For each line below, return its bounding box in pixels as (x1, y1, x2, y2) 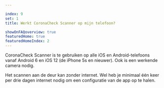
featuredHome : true (5, 34, 45, 39)
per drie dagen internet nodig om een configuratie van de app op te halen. (5, 77, 156, 83)
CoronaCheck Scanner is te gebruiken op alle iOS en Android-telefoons (5, 52, 150, 58)
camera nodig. (5, 62, 34, 68)
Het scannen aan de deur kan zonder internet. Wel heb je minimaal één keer (5, 72, 159, 78)
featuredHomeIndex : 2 (5, 39, 50, 44)
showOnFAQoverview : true (5, 29, 56, 34)
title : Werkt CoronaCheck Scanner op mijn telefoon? (5, 21, 116, 26)
